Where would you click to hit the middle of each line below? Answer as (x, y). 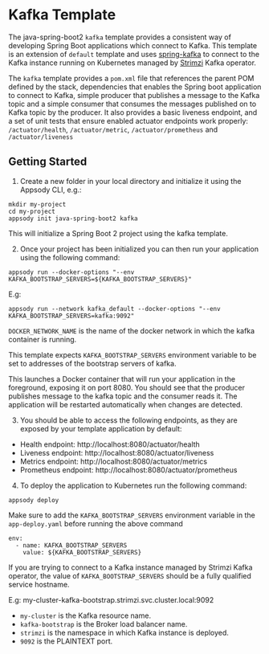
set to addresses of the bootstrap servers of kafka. (92, 363)
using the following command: (70, 257)
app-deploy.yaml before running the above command (96, 523)
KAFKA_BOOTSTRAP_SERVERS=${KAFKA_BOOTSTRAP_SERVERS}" (100, 279)
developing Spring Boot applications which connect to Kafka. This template (133, 45)
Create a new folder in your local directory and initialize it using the (130, 181)
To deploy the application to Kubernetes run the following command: (133, 485)
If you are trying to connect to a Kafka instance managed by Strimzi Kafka (130, 567)
